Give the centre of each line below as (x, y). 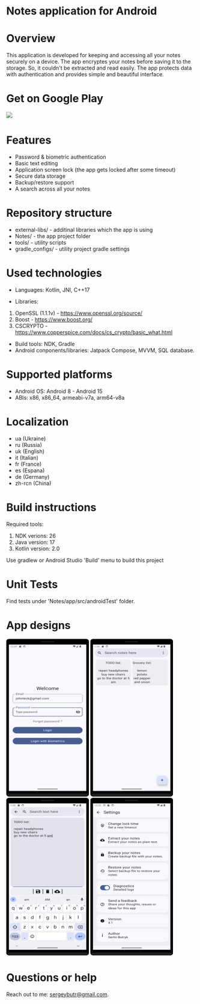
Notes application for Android (82, 11)
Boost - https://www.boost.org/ (54, 319)
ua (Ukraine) (30, 438)
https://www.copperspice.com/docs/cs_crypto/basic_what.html (94, 332)
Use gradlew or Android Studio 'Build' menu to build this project (85, 560)
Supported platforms (59, 375)
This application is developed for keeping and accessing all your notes (93, 55)
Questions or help (52, 977)
